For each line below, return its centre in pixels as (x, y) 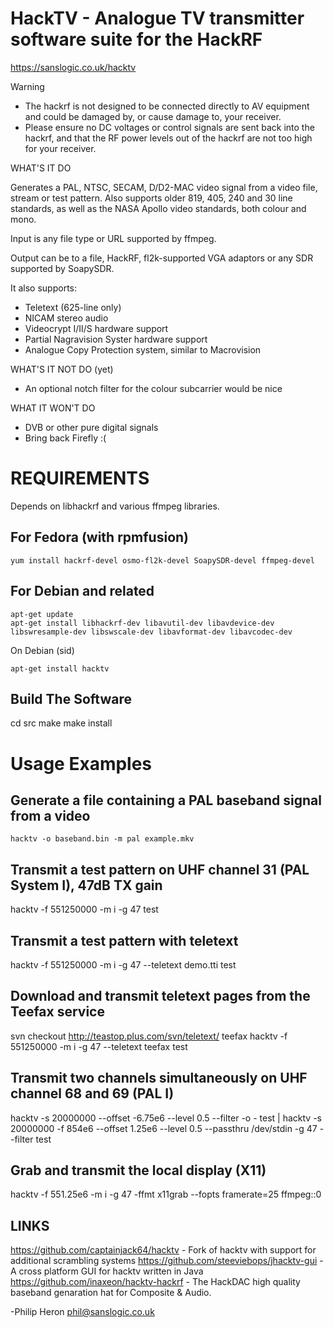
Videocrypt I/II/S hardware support (96, 328)
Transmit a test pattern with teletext (124, 940)
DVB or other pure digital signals (91, 427)
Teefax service (57, 1012)
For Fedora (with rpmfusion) (100, 537)
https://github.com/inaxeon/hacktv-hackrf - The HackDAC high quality (155, 1282)
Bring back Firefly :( (65, 438)
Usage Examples (81, 763)
